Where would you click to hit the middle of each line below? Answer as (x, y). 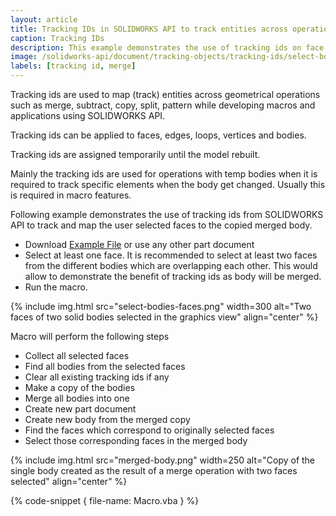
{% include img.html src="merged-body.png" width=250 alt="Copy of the (163, 460)
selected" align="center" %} (69, 481)
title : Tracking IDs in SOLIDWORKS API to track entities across (149, 29)
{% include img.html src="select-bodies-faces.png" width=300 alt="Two (161, 306)
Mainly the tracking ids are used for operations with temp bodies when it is (164, 174)
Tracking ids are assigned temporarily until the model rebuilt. (135, 154)
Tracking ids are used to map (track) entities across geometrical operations (165, 94)
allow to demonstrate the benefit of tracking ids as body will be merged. (173, 276)
